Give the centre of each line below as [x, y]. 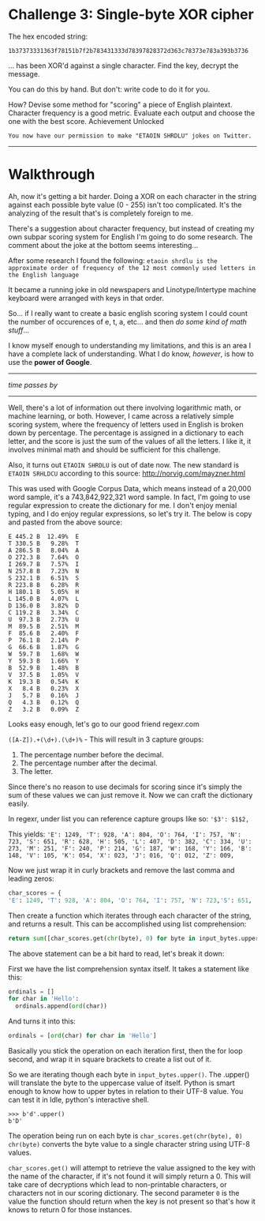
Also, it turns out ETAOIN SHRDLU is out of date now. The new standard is [124, 464]
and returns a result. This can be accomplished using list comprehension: [127, 924]
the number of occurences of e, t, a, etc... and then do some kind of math [127, 321]
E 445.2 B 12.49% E [44, 536]
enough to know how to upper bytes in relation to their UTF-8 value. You [126, 1091]
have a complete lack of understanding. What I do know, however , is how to [131, 354]
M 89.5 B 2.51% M [44, 626]
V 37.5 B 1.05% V [44, 674]
